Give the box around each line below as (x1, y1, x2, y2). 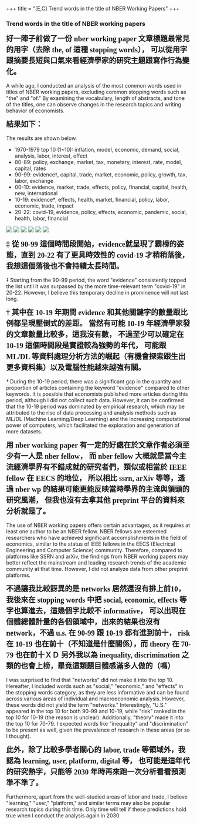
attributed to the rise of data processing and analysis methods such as (6, 409, 177, 416)
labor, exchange (14, 178, 54, 185)
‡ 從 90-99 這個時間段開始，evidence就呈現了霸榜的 (6, 240, 177, 249)
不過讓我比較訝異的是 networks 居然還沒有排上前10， (6, 584, 186, 593)
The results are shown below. (6, 135, 77, 142)
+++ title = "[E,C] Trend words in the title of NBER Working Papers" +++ (6, 5, 180, 12)
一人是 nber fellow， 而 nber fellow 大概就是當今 (20, 452, 179, 461)
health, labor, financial (14, 215, 69, 222)
